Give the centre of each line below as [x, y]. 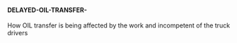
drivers [18, 33]
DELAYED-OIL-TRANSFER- [47, 10]
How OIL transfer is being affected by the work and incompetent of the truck [119, 25]
